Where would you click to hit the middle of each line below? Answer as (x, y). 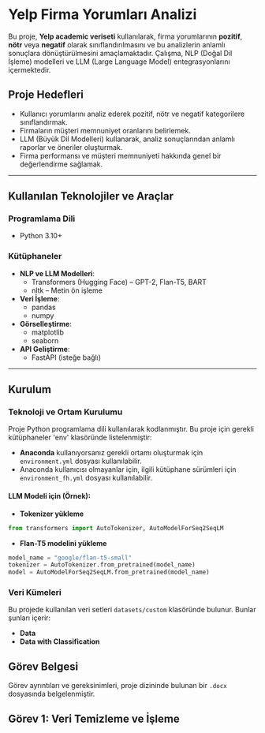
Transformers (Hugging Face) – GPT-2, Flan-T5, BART (119, 282)
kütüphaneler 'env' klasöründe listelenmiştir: (80, 438)
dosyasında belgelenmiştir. (52, 694)
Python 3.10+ (41, 236)
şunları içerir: (30, 618)
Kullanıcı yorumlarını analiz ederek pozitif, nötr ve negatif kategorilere (132, 114)
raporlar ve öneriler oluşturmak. (71, 147)
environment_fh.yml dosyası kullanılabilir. (86, 478)
